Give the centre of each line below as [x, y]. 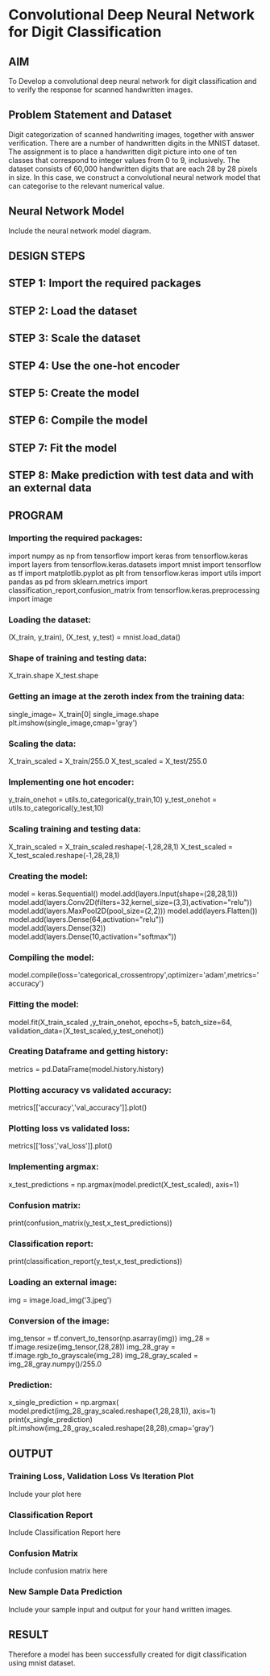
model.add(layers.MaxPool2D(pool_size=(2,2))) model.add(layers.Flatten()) [133, 911]
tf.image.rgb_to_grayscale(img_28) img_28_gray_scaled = [104, 1355]
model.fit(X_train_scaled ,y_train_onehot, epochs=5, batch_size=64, [120, 1022]
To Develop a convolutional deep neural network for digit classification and [133, 81]
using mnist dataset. [42, 1662]
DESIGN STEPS [47, 256]
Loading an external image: [63, 1282]
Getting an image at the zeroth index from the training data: [127, 697]
